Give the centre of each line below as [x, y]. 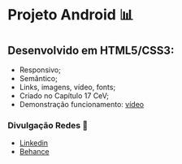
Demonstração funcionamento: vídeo [81, 104]
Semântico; [38, 78]
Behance [34, 152]
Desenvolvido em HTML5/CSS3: [91, 50]
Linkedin [34, 143]
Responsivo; [40, 70]
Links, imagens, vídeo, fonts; [67, 87]
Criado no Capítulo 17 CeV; [64, 96]
